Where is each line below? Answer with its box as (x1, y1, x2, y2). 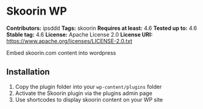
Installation (6, 67, 50, 77)
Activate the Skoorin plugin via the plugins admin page (15, 90, 152, 97)
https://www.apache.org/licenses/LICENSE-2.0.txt (6, 37, 133, 44)
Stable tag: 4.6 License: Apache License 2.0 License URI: (6, 30, 153, 38)
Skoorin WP (6, 4, 67, 18)
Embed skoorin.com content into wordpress (6, 49, 116, 56)
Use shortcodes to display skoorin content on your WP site (15, 96, 163, 103)
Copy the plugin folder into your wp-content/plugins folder (15, 83, 162, 90)
